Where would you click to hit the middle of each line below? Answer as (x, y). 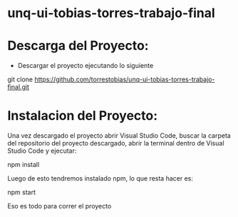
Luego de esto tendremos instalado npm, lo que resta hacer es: (100, 178)
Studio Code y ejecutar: (42, 151)
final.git (19, 87)
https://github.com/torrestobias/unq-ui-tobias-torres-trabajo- (125, 79)
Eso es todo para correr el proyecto (59, 206)
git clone (20, 79)
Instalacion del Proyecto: (83, 116)
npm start (22, 192)
